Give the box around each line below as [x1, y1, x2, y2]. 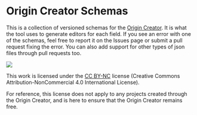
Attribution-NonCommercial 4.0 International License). [6, 78, 140, 86]
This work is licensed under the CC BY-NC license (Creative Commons [6, 72, 180, 79]
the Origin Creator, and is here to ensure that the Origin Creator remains [6, 96, 183, 104]
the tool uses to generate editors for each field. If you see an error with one [6, 30, 191, 37]
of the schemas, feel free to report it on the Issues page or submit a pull [6, 37, 183, 44]
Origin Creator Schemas [6, 4, 128, 18]
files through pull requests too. [6, 49, 82, 56]
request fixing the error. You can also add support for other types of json [6, 43, 185, 50]
